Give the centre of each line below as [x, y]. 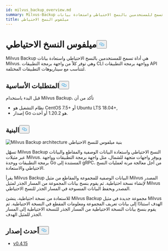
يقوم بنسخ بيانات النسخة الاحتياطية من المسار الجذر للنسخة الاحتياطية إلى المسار [81, 209]
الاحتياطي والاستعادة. [25, 168]
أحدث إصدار [22, 231]
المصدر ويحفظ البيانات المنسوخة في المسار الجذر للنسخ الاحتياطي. [68, 188]
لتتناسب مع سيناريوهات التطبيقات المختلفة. [46, 69]
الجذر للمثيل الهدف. [24, 214]
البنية [13, 130]
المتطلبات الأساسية [32, 86]
